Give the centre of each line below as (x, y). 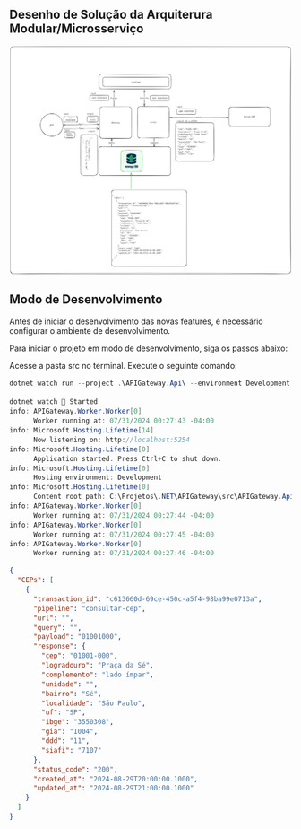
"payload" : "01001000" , (77, 637)
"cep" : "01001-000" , (80, 656)
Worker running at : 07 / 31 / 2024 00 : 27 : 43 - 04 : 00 (124, 421)
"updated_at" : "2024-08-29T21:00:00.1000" (113, 789)
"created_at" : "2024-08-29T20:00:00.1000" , (116, 779)
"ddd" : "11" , (66, 741)
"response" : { (60, 646)
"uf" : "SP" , (64, 712)
